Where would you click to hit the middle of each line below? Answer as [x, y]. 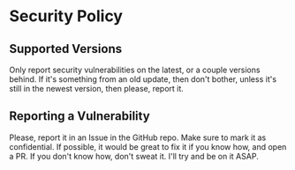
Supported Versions [65, 49]
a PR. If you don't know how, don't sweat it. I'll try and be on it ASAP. [134, 156]
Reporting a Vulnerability [79, 116]
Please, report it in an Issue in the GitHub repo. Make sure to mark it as [138, 137]
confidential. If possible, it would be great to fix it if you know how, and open [148, 146]
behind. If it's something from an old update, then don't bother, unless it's [143, 79]
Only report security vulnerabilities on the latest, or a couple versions [135, 70]
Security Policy [66, 16]
